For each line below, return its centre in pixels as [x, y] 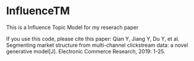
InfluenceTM [38, 11]
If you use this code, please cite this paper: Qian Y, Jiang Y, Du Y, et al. [93, 38]
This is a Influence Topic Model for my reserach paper [72, 27]
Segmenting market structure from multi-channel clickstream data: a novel [97, 45]
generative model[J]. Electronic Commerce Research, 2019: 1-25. [86, 51]
